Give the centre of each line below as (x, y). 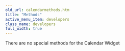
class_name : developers (31, 24)
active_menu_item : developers (37, 19)
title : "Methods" (24, 15)
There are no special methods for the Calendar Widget (62, 43)
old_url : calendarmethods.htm (37, 10)
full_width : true (24, 29)
